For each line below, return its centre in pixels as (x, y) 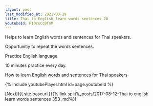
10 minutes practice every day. (36, 65)
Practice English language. (32, 56)
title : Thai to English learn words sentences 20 (57, 19)
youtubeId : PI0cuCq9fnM (29, 23)
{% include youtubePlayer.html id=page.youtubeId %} (59, 85)
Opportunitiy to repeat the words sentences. (50, 46)
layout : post (18, 10)
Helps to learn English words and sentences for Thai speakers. (68, 37)
